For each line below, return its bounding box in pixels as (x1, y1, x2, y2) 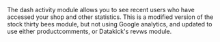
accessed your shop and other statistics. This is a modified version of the (7, 13, 214, 21)
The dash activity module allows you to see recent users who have (7, 6, 195, 14)
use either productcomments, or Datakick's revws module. (7, 27, 172, 35)
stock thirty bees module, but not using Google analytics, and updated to (7, 20, 212, 28)
